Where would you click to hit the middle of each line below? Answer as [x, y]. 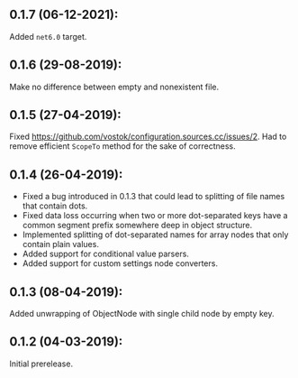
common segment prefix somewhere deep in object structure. [137, 226]
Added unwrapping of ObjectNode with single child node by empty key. [142, 314]
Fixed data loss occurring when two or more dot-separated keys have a [155, 216]
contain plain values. [60, 244]
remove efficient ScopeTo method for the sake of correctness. [122, 146]
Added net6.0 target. [48, 36]
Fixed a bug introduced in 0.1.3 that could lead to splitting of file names [154, 197]
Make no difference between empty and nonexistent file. [114, 87]
